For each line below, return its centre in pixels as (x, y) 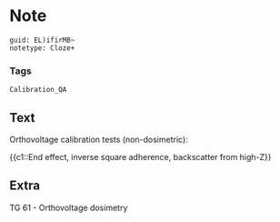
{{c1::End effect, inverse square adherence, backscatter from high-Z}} (140, 157)
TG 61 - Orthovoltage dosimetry (69, 207)
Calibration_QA (38, 90)
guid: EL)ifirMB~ (42, 40)
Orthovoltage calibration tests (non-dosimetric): (99, 140)
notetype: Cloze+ (42, 48)
